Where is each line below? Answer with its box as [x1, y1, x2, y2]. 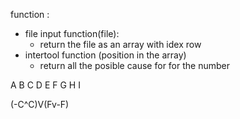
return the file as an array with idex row [39, 39, 202, 50]
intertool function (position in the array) [24, 49, 187, 61]
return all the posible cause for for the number [39, 60, 230, 71]
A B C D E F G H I [10, 79, 81, 91]
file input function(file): [24, 28, 120, 39]
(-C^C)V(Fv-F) [10, 99, 70, 110]
